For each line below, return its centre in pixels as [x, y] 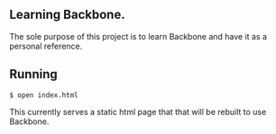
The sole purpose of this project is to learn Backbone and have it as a [138, 36]
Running [34, 74]
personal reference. [46, 46]
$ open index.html [44, 95]
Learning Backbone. [67, 15]
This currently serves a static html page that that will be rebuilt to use [138, 112]
